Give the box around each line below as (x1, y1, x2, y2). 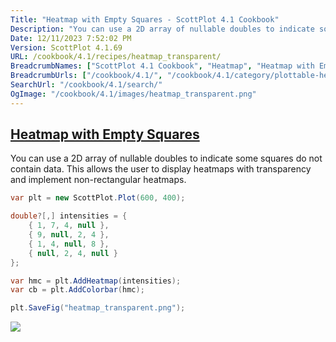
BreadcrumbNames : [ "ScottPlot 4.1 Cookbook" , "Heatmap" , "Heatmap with (10, 61, 315, 71)
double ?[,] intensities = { (10, 211, 128, 221)
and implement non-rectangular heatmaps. (10, 174, 187, 186)
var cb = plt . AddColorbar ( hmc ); (10, 285, 145, 295)
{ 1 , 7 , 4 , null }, (28, 221, 110, 231)
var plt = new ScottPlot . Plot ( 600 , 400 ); (10, 193, 186, 203)
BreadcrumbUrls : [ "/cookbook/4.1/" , (10, 71, 163, 81)
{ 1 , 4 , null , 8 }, (28, 239, 110, 249)
